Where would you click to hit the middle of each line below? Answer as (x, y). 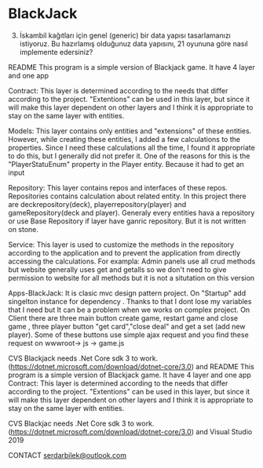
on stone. (24, 229)
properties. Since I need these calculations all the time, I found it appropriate (131, 147)
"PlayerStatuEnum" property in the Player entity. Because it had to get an (126, 164)
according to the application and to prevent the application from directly (124, 252)
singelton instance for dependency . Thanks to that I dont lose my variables (130, 301)
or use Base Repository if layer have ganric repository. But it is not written (127, 221)
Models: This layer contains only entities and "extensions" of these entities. (130, 131)
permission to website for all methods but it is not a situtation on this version (131, 278)
